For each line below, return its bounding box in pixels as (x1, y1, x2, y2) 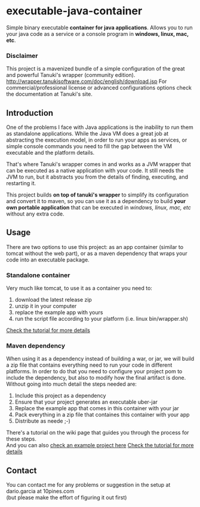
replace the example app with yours (14, 309, 103, 316)
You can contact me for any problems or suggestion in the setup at (6, 481, 171, 488)
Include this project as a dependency (14, 392, 106, 400)
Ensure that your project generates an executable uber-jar (14, 398, 158, 405)
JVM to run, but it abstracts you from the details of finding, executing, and (6, 173, 188, 180)
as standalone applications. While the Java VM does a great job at (6, 130, 169, 137)
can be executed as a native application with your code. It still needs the (6, 167, 184, 174)
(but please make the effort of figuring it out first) (6, 494, 127, 501)
